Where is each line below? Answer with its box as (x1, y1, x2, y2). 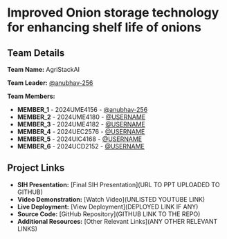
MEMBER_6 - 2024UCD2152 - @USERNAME (17, 142, 145, 150)
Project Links (7, 162, 65, 174)
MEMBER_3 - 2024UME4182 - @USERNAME (17, 120, 145, 128)
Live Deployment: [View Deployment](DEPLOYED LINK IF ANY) (17, 202, 199, 211)
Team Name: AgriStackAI (7, 66, 80, 73)
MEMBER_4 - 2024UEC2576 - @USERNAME (17, 128, 145, 135)
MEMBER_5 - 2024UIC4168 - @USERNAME (17, 135, 143, 143)
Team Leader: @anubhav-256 (7, 79, 93, 87)
